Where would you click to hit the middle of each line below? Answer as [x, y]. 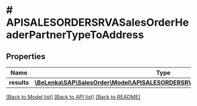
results [19, 82]
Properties [26, 56]
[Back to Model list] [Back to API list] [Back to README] [73, 97]
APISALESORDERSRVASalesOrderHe [98, 22]
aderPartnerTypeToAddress [75, 35]
